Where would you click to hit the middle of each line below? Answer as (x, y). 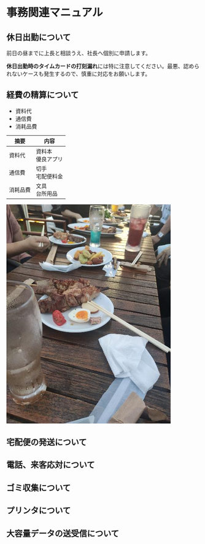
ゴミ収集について (39, 488)
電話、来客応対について (51, 465)
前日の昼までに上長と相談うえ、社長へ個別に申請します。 (79, 53)
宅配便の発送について (47, 442)
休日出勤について (39, 37)
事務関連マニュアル (55, 13)
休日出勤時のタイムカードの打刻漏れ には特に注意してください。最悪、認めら (103, 66)
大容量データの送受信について (63, 533)
